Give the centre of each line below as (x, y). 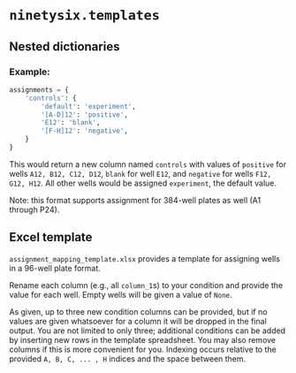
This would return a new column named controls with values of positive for (148, 164)
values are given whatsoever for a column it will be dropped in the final (138, 321)
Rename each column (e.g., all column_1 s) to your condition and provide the (146, 285)
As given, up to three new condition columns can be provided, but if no (138, 311)
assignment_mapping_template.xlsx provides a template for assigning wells (145, 258)
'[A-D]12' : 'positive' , (84, 114)
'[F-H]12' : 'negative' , (84, 131)
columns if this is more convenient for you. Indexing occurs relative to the (143, 349)
